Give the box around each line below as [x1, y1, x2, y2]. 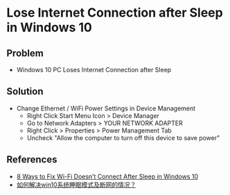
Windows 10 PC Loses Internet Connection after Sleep [16, 66, 172, 74]
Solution [6, 85, 44, 98]
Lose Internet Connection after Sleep [6, 5, 223, 21]
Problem [6, 47, 44, 59]
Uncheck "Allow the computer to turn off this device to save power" [26, 133, 220, 142]
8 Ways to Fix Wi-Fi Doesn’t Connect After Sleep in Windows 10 [16, 172, 199, 180]
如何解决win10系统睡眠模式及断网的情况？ [16, 180, 136, 189]
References [6, 154, 57, 166]
